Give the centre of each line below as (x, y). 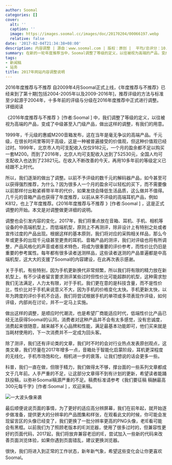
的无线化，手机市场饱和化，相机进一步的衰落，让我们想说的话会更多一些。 (84, 356)
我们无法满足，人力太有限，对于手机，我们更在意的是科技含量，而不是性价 (84, 283)
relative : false (27, 39)
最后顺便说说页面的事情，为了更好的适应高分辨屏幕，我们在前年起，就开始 (84, 408)
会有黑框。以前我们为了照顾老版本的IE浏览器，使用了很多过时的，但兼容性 (84, 427)
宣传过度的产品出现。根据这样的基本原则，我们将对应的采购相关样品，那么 (84, 234)
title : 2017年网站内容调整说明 (35, 72)
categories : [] (21, 15)
